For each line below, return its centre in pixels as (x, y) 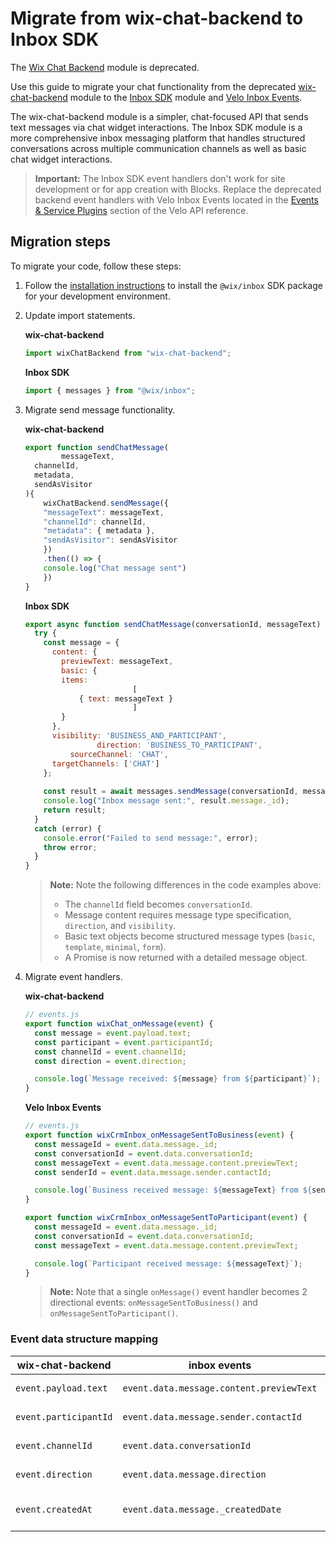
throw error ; (70, 847)
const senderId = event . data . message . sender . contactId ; (153, 1172)
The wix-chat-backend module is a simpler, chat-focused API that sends (159, 116)
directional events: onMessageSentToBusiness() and (153, 1303)
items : (75, 680)
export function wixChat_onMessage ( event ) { (119, 1024)
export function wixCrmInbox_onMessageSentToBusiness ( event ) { (159, 1135)
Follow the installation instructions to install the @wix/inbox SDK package (173, 285)
